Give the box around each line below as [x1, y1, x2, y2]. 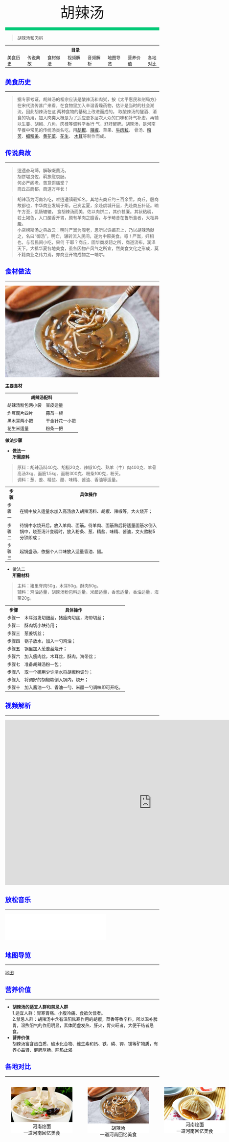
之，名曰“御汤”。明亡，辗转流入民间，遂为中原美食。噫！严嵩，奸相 [17, 233, 154, 239]
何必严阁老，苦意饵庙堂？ [17, 180, 69, 186]
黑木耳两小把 [7, 418, 33, 424]
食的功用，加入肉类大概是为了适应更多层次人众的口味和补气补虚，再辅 [17, 115, 159, 121]
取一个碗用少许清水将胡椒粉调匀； [24, 669, 93, 675]
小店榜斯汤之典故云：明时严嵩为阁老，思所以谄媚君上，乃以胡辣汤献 [17, 227, 155, 233]
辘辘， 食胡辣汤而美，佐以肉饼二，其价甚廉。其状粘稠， [43, 209, 156, 214]
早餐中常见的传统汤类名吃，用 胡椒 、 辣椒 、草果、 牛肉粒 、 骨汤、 [17, 127, 147, 133]
